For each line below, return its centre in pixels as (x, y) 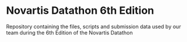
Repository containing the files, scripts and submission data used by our (93, 26)
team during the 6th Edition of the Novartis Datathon (70, 32)
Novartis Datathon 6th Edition (80, 11)
